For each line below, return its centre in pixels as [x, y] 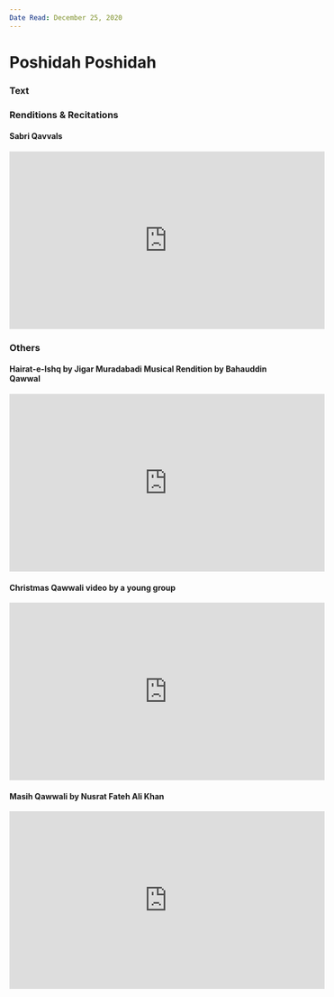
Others [25, 347]
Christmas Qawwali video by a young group [93, 587]
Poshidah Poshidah [83, 62]
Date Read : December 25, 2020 [66, 18]
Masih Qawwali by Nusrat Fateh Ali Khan [87, 796]
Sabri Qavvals [36, 136]
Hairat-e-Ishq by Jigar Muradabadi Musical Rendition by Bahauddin [138, 369]
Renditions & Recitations [64, 115]
